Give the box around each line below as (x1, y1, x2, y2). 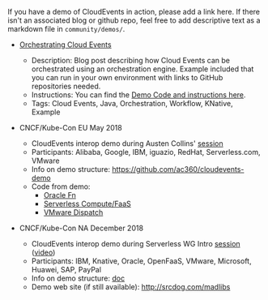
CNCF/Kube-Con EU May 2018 (19, 123, 122, 132)
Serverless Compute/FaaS (43, 199, 131, 208)
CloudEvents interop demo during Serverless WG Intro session (31, 239, 240, 248)
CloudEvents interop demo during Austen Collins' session (31, 139, 223, 148)
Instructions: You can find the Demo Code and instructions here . (31, 90, 246, 100)
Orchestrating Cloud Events (19, 40, 112, 49)
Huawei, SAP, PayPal (31, 265, 102, 274)
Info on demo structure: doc (31, 273, 125, 283)
